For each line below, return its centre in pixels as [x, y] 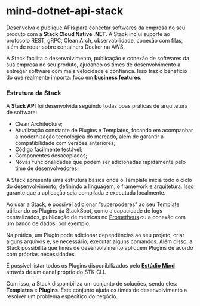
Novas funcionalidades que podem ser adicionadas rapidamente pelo [100, 162]
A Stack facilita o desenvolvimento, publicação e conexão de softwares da [98, 58]
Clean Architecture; [39, 124]
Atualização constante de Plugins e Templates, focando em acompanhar [104, 131]
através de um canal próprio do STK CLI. [56, 272]
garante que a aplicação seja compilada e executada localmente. [86, 193]
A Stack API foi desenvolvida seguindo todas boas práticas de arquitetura [97, 106]
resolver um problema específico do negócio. [62, 296]
